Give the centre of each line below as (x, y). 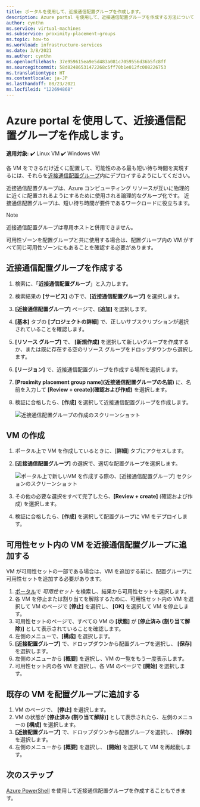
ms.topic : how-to (28, 39)
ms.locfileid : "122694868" (40, 90)
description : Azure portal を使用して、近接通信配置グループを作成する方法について (100, 17)
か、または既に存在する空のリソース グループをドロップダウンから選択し (104, 349)
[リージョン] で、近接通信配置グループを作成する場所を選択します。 (98, 369)
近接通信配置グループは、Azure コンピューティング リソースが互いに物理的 (98, 188)
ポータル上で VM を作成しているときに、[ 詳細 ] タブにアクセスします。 (101, 451)
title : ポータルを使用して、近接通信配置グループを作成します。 (75, 12)
